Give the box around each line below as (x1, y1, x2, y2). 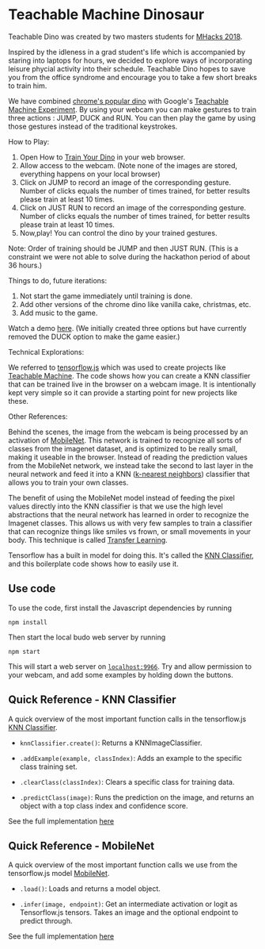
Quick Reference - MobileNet (8, 839, 155, 852)
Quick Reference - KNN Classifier (8, 693, 176, 707)
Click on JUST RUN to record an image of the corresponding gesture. (19, 202, 247, 212)
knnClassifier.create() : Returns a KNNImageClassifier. (19, 738, 203, 747)
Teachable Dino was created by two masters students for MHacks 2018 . (8, 32, 243, 41)
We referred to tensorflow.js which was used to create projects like (8, 363, 226, 372)
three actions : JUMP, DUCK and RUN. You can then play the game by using (8, 113, 256, 122)
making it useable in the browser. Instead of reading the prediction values (8, 452, 248, 462)
